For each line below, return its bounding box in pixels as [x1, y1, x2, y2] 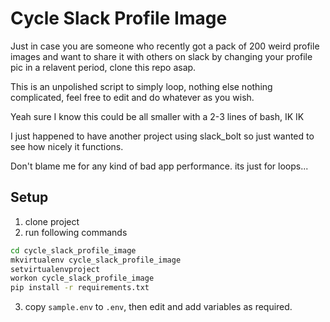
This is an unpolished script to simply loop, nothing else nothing [10, 80, 273, 92]
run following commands [24, 226, 128, 238]
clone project [24, 215, 80, 227]
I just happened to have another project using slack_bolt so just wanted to [10, 130, 315, 142]
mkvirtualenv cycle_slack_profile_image [10, 255, 182, 265]
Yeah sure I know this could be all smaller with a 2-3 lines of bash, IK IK [10, 110, 305, 122]
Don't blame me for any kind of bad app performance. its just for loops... [10, 160, 309, 172]
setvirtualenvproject [10, 264, 101, 274]
